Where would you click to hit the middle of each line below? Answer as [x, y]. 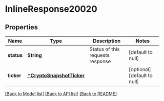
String [35, 55]
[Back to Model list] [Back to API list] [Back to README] [61, 94]
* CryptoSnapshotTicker [56, 76]
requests [100, 55]
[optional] [140, 69]
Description [107, 41]
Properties [21, 27]
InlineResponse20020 [51, 9]
